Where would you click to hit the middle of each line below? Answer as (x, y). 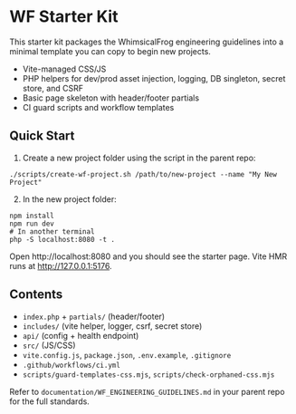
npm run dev (32, 224)
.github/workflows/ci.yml (71, 365)
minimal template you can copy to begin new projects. (110, 51)
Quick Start (42, 136)
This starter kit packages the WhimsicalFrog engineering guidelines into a (147, 42)
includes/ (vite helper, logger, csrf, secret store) (112, 326)
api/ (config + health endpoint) (81, 335)
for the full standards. (50, 401)
